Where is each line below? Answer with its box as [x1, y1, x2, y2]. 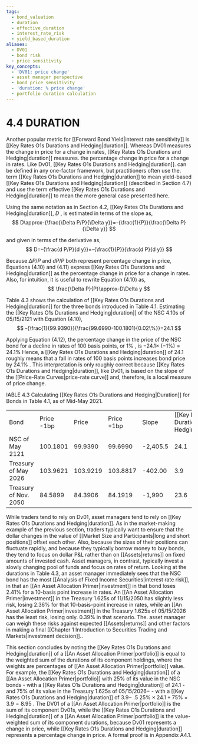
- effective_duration [11, 25, 65, 31]
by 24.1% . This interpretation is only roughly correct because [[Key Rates [6, 361, 184, 368]
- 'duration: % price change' [11, 85, 85, 91]
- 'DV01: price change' [11, 69, 70, 75]
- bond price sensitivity [11, 80, 75, 86]
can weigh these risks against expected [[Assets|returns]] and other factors [6, 620, 190, 627]
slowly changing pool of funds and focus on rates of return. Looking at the [6, 563, 187, 570]
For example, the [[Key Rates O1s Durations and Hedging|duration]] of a [6, 669, 181, 676]
